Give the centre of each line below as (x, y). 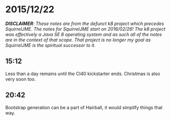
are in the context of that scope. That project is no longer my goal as (78, 40)
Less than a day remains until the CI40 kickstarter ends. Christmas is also (83, 74)
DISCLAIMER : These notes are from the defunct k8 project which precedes (85, 23)
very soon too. (20, 79)
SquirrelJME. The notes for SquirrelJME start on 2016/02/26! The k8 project (85, 29)
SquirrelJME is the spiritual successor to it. (50, 45)
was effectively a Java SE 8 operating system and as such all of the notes (84, 34)
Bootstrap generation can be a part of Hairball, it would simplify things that (84, 107)
